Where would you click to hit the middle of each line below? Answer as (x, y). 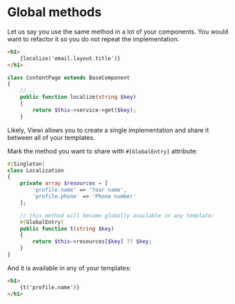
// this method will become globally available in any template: (117, 215)
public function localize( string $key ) (78, 97)
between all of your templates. (51, 137)
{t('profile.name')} (50, 287)
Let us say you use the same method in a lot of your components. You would (118, 32)
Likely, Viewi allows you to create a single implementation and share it (108, 130)
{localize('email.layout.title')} (70, 58)
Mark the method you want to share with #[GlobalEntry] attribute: (102, 151)
